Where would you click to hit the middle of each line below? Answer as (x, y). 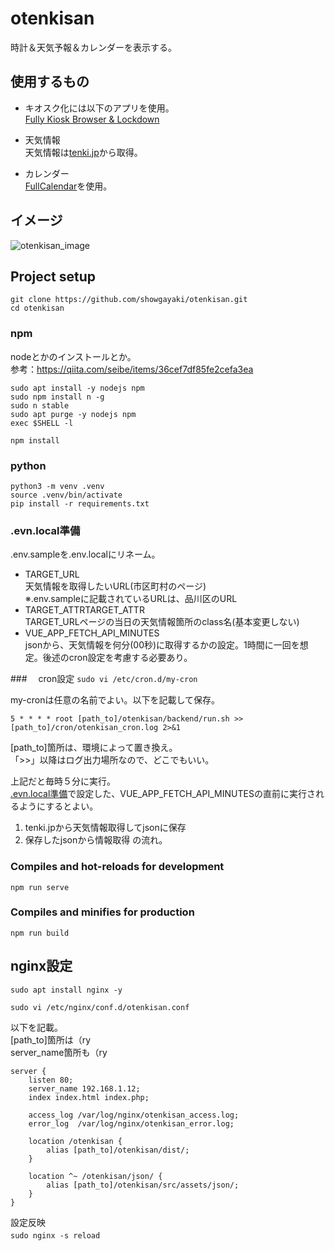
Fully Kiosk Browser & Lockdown (92, 119)
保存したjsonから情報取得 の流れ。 (96, 840)
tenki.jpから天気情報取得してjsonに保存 (105, 828)
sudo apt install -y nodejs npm (77, 388)
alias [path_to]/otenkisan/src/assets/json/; (143, 1185)
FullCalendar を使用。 (68, 186)
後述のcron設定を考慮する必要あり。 (117, 658)
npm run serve (40, 887)
